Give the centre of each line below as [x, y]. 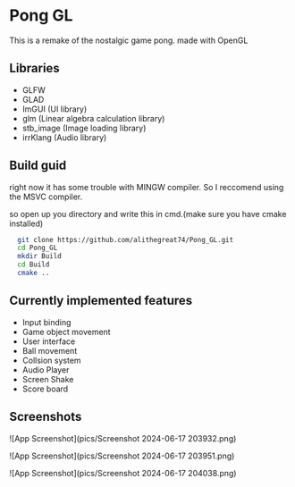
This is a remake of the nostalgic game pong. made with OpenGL [129, 40]
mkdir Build [40, 256]
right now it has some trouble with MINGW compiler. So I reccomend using [147, 187]
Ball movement [50, 350]
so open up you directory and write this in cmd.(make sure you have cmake [148, 214]
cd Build [34, 264]
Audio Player [46, 369]
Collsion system [52, 360]
